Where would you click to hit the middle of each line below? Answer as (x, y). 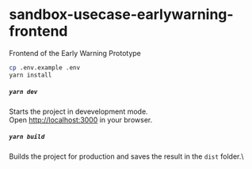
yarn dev (23, 92)
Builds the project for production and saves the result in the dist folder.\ (126, 156)
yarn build (27, 137)
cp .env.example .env (45, 68)
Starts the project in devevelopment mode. (79, 111)
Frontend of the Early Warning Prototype (75, 53)
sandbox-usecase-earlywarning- (121, 15)
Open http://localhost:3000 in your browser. (81, 119)
